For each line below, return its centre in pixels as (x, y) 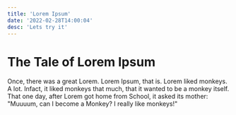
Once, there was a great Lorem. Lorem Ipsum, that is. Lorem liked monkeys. (117, 81)
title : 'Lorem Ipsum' (39, 14)
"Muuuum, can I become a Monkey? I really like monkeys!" (93, 104)
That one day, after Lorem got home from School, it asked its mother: (108, 97)
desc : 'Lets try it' (38, 27)
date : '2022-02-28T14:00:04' (50, 20)
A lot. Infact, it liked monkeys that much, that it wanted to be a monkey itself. (118, 89)
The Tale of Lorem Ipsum (81, 62)
